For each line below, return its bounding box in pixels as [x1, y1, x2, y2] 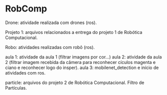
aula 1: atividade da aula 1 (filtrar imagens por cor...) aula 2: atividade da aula [5, 53, 162, 60]
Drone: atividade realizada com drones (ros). [5, 19, 97, 25]
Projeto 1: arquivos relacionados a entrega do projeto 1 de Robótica [5, 29, 143, 35]
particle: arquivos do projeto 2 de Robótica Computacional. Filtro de [5, 79, 145, 85]
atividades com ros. [5, 69, 46, 75]
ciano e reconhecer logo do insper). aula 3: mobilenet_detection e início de [5, 64, 159, 70]
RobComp [5, 3, 47, 14]
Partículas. [5, 84, 27, 90]
